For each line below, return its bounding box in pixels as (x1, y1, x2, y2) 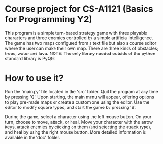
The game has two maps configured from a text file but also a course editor (5, 40, 157, 46)
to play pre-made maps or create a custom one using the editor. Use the (5, 99, 150, 105)
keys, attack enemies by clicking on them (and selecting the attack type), (5, 124, 152, 130)
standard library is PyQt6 (5, 55, 55, 61)
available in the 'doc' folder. (5, 134, 61, 140)
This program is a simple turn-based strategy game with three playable (5, 30, 147, 36)
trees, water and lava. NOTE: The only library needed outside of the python (5, 50, 156, 56)
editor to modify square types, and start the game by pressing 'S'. (5, 104, 137, 110)
